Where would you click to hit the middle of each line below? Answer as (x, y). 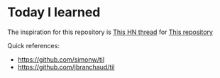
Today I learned (54, 12)
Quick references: (34, 45)
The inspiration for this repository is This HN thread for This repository (110, 32)
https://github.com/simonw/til (61, 59)
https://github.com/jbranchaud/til (66, 67)
